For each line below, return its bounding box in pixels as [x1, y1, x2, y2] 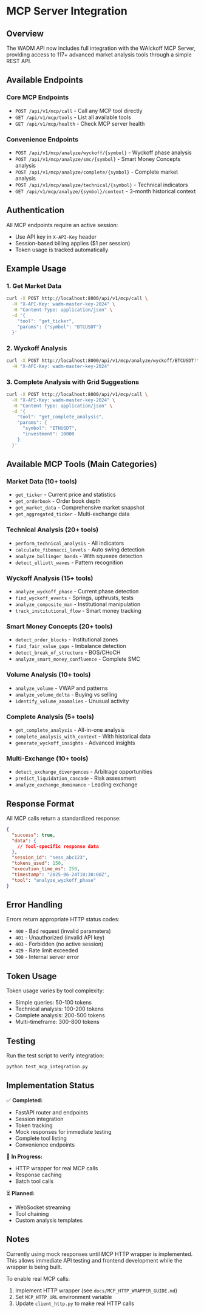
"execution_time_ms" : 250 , [12, 866, 80, 872]
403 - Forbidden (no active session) [15, 940, 104, 948]
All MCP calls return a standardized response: [6, 814, 121, 822]
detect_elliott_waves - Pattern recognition [15, 559, 123, 566]
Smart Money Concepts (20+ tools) [6, 622, 113, 630]
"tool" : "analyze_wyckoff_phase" [12, 877, 97, 883]
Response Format [6, 799, 75, 809]
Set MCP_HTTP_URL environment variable [15, 1293, 112, 1300]
